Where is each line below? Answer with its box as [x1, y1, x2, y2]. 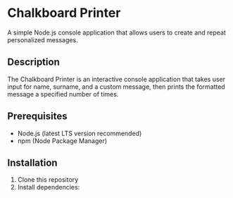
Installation [7, 156, 58, 168]
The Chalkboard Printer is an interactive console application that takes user [7, 75, 226, 83]
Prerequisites [7, 111, 68, 123]
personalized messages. [7, 35, 79, 44]
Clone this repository [17, 175, 79, 184]
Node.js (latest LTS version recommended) [17, 129, 142, 137]
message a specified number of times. [7, 89, 119, 98]
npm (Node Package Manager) [17, 136, 108, 145]
